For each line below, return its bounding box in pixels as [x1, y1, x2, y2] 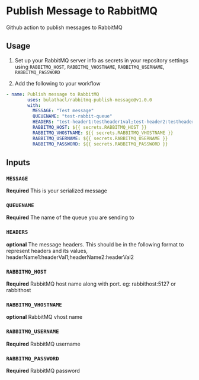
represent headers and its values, [6, 247, 88, 254]
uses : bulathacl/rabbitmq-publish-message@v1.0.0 [27, 97, 152, 103]
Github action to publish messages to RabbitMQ [6, 24, 123, 31]
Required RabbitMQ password [6, 367, 80, 374]
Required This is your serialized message [6, 187, 108, 194]
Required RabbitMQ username [6, 340, 81, 347]
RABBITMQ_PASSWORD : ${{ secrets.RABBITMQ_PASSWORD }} [32, 141, 168, 147]
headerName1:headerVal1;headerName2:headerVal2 [6, 254, 134, 261]
